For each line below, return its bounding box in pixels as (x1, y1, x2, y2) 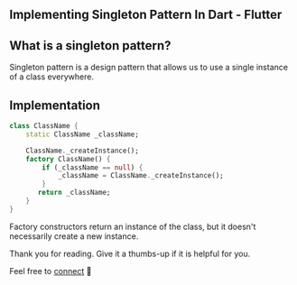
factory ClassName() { (25, 154, 111, 163)
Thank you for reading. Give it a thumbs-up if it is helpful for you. (9, 248, 251, 259)
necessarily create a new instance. (9, 230, 139, 242)
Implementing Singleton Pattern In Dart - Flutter (9, 7, 283, 23)
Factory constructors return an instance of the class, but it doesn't (9, 221, 256, 232)
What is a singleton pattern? (9, 38, 172, 53)
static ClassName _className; (25, 130, 140, 139)
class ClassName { (9, 122, 79, 131)
